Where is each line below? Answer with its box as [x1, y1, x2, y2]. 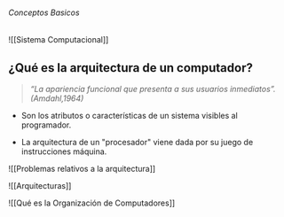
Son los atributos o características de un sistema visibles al [20, 111, 239, 121]
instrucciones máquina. [20, 146, 107, 157]
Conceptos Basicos [8, 7, 81, 18]
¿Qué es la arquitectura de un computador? [8, 60, 254, 75]
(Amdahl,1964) [29, 93, 84, 104]
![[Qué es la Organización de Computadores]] [8, 198, 176, 208]
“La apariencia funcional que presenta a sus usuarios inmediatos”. [29, 84, 276, 95]
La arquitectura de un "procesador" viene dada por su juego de [20, 137, 254, 148]
